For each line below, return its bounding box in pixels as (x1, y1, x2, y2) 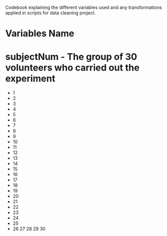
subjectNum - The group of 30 (5, 51, 137, 63)
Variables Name (5, 28, 74, 39)
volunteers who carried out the (5, 62, 140, 74)
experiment (5, 73, 55, 84)
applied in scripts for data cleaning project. (5, 10, 96, 16)
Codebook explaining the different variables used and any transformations (5, 5, 162, 10)
